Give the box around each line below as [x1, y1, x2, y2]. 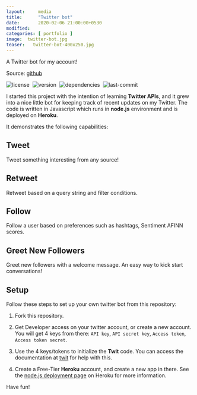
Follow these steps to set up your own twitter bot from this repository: [6, 301, 177, 308]
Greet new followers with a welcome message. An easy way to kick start [6, 261, 183, 268]
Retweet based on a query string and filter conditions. [6, 189, 138, 196]
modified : [6, 25, 31, 31]
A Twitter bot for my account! [6, 58, 78, 65]
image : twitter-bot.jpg [6, 36, 68, 42]
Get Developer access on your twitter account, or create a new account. [14, 323, 192, 330]
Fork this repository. [14, 312, 64, 319]
